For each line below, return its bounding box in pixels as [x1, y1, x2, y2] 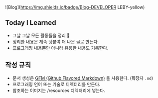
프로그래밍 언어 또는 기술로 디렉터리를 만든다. [12, 81, 101, 87]
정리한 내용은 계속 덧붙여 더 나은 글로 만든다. [12, 38, 99, 44]
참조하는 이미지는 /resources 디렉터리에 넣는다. [12, 87, 106, 94]
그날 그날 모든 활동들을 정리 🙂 [12, 32, 70, 38]
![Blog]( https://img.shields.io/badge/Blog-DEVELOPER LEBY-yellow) [5, 4, 145, 10]
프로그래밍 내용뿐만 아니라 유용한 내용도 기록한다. [12, 45, 109, 51]
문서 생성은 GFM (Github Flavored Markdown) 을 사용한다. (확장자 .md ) [12, 75, 154, 81]
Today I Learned [5, 18, 56, 27]
